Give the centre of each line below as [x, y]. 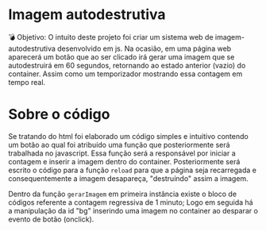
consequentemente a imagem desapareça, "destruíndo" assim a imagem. [128, 178]
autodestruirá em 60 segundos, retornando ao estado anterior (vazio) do [127, 65]
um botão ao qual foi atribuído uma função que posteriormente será [119, 144]
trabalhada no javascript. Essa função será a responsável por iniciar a [122, 153]
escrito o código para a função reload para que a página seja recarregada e [132, 170]
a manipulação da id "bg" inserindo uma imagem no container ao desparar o [133, 210]
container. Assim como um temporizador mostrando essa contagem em [125, 74]
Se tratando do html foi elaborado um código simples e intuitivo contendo [128, 136]
